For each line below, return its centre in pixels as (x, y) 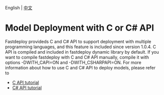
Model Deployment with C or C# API (80, 28)
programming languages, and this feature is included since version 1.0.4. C (81, 47)
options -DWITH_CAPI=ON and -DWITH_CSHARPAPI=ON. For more (73, 62)
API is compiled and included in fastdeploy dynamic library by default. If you (82, 52)
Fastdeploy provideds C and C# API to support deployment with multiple (78, 41)
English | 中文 (19, 8)
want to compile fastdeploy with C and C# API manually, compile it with (77, 57)
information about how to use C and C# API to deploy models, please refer (80, 67)
